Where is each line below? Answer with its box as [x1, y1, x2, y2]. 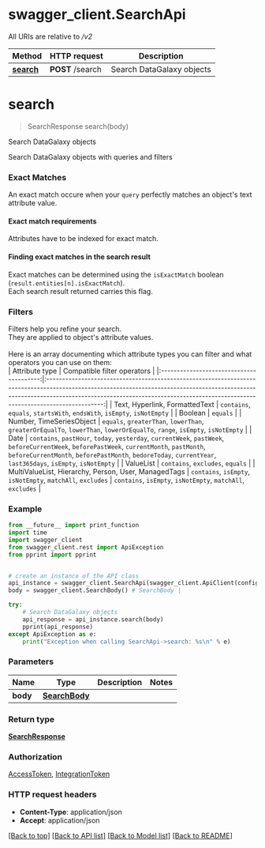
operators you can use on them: [8, 357, 112, 367]
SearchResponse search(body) [27, 121, 129, 131]
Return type [8, 714, 55, 725]
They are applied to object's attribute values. [8, 332, 154, 341]
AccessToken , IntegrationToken [8, 769, 110, 779]
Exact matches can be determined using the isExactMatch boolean [8, 269, 224, 279]
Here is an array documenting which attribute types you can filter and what [8, 349, 252, 359]
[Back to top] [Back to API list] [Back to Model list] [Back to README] [8, 831, 233, 840]
